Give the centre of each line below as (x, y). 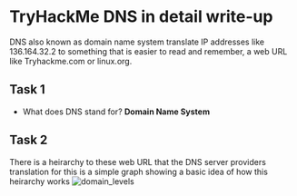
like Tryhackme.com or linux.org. (71, 61)
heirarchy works (40, 181)
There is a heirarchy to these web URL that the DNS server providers (138, 162)
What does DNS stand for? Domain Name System (116, 112)
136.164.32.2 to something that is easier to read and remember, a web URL (148, 51)
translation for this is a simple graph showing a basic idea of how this (139, 171)
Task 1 (27, 89)
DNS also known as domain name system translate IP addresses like (137, 42)
